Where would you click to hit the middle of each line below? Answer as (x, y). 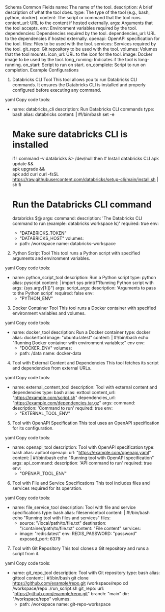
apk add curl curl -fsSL (35, 174)
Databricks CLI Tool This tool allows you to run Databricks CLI (75, 79)
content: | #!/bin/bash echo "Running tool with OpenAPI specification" (83, 458)
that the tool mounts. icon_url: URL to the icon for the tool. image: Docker (79, 54)
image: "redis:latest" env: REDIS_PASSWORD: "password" (78, 533)
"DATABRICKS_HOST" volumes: (52, 238)
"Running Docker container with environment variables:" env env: (78, 343)
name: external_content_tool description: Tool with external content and (85, 387)
